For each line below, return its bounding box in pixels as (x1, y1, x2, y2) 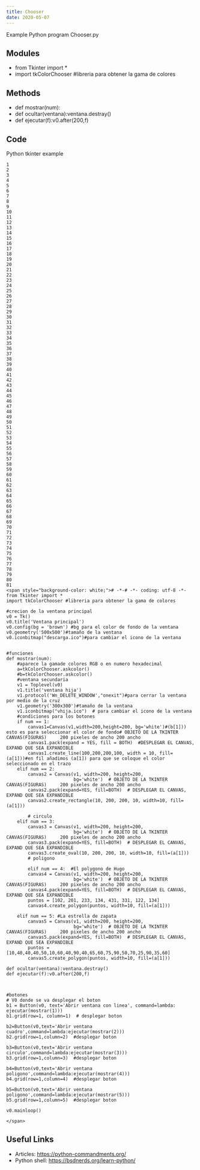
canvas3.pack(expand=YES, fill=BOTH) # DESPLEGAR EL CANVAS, (28, 839, 187, 846)
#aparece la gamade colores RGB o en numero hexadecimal (17, 661, 163, 667)
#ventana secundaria (17, 676, 68, 682)
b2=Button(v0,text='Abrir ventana (6, 1023, 93, 1029)
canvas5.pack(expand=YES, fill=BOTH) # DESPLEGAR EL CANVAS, (28, 934, 187, 940)
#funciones (6, 650, 34, 656)
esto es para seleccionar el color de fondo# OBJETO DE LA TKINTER (6, 729, 179, 735)
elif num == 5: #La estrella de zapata (17, 913, 117, 919)
